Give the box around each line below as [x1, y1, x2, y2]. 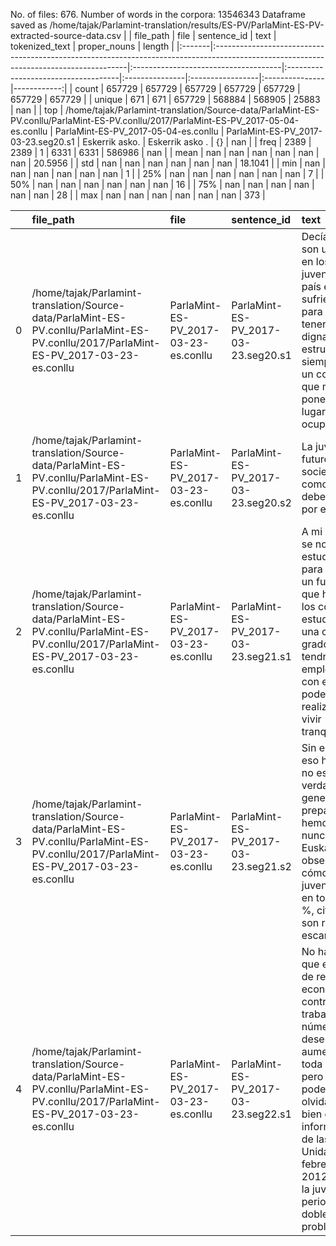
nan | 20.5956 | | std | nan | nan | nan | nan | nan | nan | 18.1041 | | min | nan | [10, 157, 326, 169]
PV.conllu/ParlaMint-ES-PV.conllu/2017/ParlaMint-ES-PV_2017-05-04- [10, 115, 300, 126]
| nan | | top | [10, 104, 64, 116]
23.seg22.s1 [231, 1107, 292, 1121]
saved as [10, 19, 48, 31]
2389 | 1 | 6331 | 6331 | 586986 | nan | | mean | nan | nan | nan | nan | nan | [10, 147, 320, 158]
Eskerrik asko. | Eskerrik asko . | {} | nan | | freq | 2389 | [82, 136, 312, 148]
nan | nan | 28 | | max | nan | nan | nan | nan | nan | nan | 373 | [10, 189, 266, 201]
